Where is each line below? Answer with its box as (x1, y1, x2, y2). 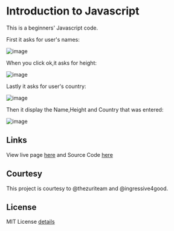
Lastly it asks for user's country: (6, 83, 86, 90)
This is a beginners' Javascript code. (6, 24, 98, 31)
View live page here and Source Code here (6, 151, 114, 158)
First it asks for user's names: (6, 36, 80, 43)
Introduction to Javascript (6, 4, 140, 18)
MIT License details (6, 218, 56, 226)
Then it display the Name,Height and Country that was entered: (6, 106, 164, 113)
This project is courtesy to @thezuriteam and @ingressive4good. (6, 185, 169, 192)
